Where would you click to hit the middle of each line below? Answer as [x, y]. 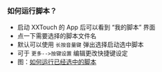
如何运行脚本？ [32, 10]
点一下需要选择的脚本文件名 [57, 36]
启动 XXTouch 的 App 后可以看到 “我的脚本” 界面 [86, 27]
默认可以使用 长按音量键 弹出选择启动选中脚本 [80, 45]
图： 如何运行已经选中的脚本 [57, 62]
